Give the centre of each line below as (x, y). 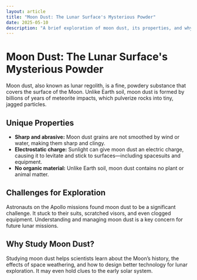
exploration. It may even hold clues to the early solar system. (79, 271)
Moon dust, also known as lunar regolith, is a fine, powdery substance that (96, 86)
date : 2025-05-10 (27, 22)
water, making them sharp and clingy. (60, 143)
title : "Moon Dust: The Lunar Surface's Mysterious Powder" (81, 17)
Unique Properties (40, 123)
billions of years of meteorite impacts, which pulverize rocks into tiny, (90, 98)
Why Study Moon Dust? (50, 244)
